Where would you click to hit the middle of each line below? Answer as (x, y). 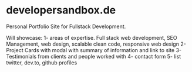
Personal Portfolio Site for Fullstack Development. (66, 26)
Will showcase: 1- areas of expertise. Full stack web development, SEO (92, 37)
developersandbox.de (61, 10)
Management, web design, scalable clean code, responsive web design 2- (96, 44)
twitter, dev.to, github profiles (42, 63)
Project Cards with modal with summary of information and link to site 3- (94, 50)
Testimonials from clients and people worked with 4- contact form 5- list (94, 56)
